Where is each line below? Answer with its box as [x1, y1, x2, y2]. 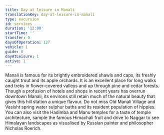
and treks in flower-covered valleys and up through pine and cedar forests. [5, 83, 159, 89]
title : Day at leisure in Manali [5, 7, 75, 12]
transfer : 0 [5, 35, 30, 40]
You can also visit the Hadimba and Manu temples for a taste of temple [5, 109, 151, 115]
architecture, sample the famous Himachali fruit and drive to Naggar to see [5, 114, 159, 120]
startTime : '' [5, 30, 35, 35]
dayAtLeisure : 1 [5, 53, 39, 59]
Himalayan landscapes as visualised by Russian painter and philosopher [5, 120, 153, 126]
